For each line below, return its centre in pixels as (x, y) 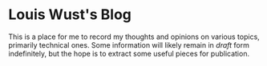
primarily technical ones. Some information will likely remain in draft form (129, 45)
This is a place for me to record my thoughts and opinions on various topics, (134, 37)
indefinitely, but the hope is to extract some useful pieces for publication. (129, 53)
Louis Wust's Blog (70, 15)
